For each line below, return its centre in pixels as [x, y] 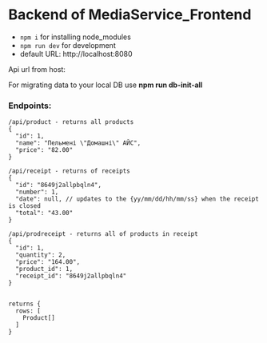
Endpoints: [30, 106]
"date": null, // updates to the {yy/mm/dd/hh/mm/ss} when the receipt [137, 199]
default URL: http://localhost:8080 [76, 54]
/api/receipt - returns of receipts [69, 171]
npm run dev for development [68, 45]
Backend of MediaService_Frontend [130, 15]
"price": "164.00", [48, 262]
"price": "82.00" [44, 150]
